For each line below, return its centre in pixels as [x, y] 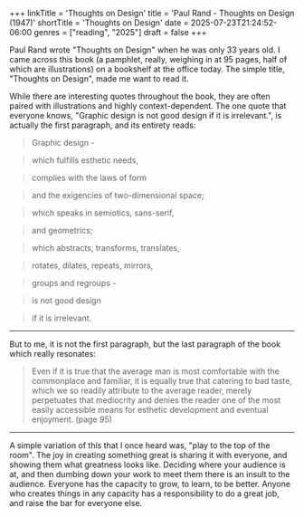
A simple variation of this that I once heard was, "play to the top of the [140, 445]
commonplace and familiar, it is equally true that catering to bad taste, [161, 381]
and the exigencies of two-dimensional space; [118, 195]
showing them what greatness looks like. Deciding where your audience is [148, 464]
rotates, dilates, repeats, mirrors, [92, 265]
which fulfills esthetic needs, [85, 160]
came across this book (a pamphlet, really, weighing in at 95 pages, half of [148, 59]
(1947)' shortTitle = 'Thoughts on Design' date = [99, 23]
